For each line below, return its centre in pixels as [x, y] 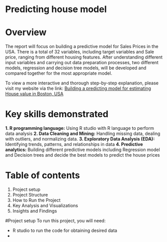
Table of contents [43, 176]
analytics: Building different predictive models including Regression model [82, 150]
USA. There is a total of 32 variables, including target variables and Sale [80, 52]
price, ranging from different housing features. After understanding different [84, 57]
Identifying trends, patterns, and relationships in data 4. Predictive [74, 144]
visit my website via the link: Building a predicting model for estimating [78, 88]
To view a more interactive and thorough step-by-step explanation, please [82, 83]
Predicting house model [56, 9]
